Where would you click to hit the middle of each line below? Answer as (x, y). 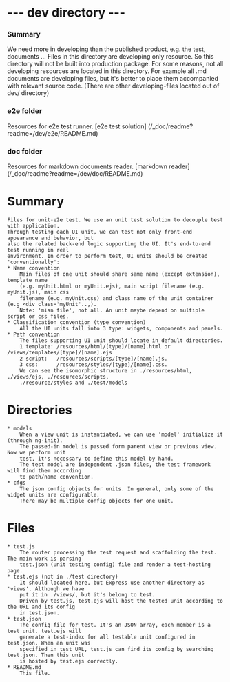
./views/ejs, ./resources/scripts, (58, 377)
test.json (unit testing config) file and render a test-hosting (115, 564)
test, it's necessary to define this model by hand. (97, 459)
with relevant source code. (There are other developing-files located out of (113, 86)
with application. (33, 226)
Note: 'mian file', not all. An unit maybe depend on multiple (112, 311)
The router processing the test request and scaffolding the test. (118, 552)
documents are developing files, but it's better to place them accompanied (113, 79)
